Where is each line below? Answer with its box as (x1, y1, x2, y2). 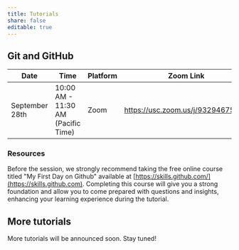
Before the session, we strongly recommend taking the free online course (7, 165, 223, 173)
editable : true (7, 23, 53, 31)
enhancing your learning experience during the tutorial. (7, 195, 169, 203)
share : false (7, 17, 46, 24)
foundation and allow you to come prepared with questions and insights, (7, 187, 219, 196)
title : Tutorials (7, 10, 59, 18)
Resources (7, 148, 46, 158)
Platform (87, 71, 117, 81)
